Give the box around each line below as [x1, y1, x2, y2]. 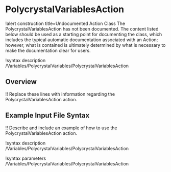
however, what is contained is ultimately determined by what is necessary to [5, 42, 166, 48]
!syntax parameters [5, 155, 46, 161]
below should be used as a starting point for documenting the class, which [5, 31, 162, 37]
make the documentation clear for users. [5, 47, 91, 53]
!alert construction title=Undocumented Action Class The [5, 20, 126, 26]
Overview [5, 77, 37, 86]
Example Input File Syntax [5, 111, 90, 120]
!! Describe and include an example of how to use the [5, 125, 117, 131]
